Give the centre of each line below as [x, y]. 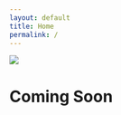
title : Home [32, 26]
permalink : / [34, 34]
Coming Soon [61, 96]
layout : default [40, 18]
